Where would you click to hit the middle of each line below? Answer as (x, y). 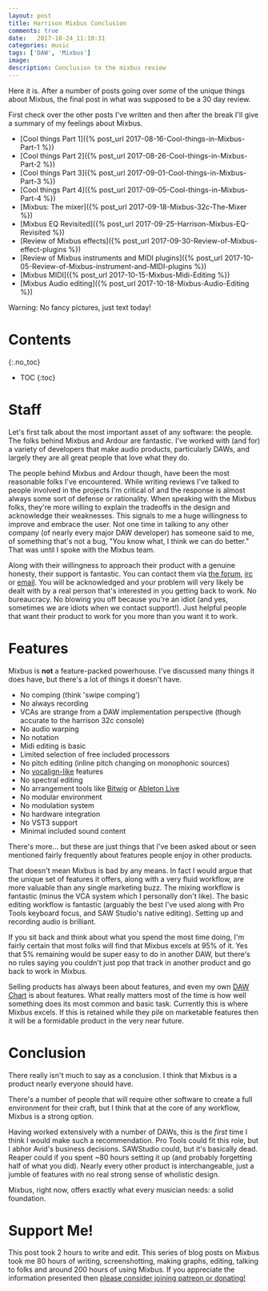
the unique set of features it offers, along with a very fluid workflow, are (126, 879)
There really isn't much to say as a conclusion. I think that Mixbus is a (123, 1075)
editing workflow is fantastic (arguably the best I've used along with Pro (127, 904)
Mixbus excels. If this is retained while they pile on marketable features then (133, 1012)
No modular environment (61, 797)
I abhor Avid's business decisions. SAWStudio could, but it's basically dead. (133, 1148)
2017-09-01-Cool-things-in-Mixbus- (187, 172)
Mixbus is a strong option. (51, 1116)
